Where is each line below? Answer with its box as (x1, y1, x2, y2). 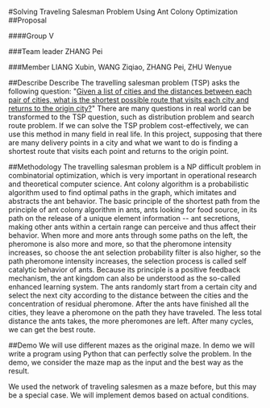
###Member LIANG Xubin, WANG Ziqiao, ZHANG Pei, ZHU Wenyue (8, 62, 232, 72)
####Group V (8, 31, 54, 40)
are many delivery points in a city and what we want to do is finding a (8, 138, 239, 148)
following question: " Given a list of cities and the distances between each (8, 86, 252, 96)
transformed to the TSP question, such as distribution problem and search (8, 112, 255, 122)
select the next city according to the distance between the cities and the (8, 290, 248, 300)
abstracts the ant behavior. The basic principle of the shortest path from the (8, 197, 260, 206)
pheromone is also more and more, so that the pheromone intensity (8, 239, 232, 248)
